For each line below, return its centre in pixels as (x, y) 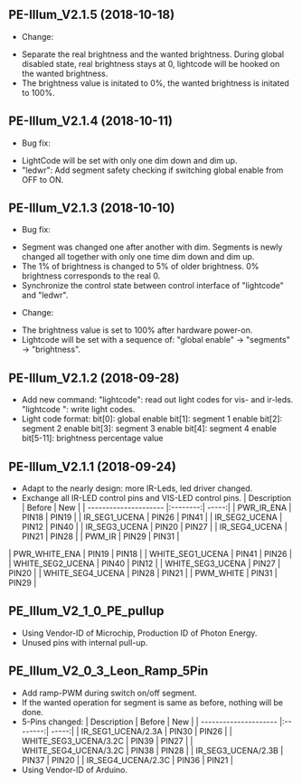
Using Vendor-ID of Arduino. (75, 770)
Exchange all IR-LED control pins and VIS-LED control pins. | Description (156, 498)
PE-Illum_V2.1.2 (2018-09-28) (94, 378)
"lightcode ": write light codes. (78, 410)
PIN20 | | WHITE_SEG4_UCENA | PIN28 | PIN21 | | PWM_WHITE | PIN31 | (143, 573)
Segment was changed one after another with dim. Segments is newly (152, 247)
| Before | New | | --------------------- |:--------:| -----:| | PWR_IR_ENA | (156, 508)
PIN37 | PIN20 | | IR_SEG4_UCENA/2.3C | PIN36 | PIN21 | (127, 760)
